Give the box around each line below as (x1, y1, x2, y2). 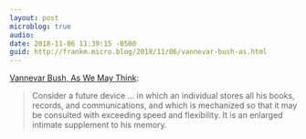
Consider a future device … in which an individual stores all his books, (31, 91, 295, 102)
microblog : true (9, 22, 71, 31)
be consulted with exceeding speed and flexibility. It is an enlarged (31, 110, 283, 121)
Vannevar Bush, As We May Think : (9, 72, 140, 83)
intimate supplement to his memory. (31, 120, 167, 131)
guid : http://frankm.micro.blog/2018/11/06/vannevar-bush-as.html (9, 48, 268, 57)
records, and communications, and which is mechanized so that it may (31, 100, 298, 111)
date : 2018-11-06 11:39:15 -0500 (9, 38, 137, 48)
